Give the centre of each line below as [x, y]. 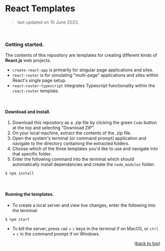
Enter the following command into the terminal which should [73, 159]
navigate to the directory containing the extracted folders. [71, 144]
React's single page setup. [39, 80]
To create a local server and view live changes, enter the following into [84, 205]
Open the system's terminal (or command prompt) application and [79, 138]
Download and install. [28, 112]
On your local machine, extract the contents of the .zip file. [72, 133]
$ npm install [20, 173]
